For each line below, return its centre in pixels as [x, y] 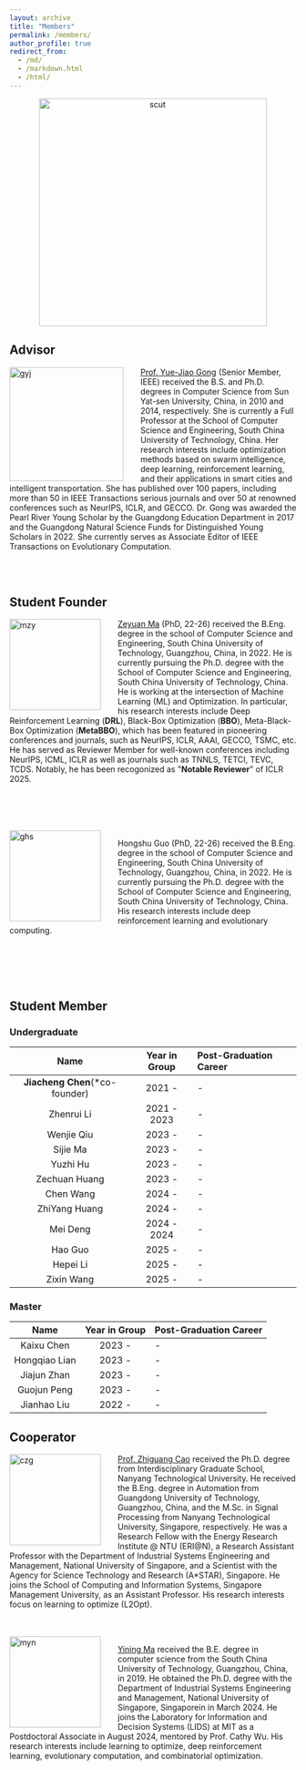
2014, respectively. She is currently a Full [217, 410]
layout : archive [40, 18]
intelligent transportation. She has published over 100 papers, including [143, 488]
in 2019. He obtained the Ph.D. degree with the [205, 1679]
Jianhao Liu [45, 1405]
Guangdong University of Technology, [189, 1498]
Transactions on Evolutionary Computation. [91, 546]
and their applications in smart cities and [217, 479]
